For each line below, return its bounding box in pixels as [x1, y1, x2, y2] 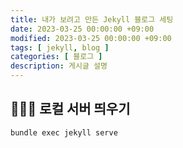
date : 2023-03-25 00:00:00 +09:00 [10, 24, 155, 34]
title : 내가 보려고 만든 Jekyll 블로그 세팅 [10, 14, 174, 25]
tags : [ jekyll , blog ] [10, 42, 110, 53]
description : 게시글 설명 [10, 61, 108, 71]
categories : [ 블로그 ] [10, 52, 103, 62]
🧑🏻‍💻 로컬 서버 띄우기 [10, 101, 131, 118]
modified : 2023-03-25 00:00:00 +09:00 [10, 33, 172, 43]
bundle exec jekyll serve [10, 127, 118, 138]
